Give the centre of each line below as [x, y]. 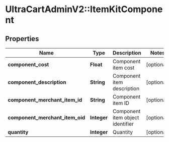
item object [126, 117]
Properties [22, 39]
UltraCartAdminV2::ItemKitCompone [84, 9]
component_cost [28, 64]
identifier [123, 124]
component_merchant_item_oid [47, 117]
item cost [123, 68]
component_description [37, 82]
